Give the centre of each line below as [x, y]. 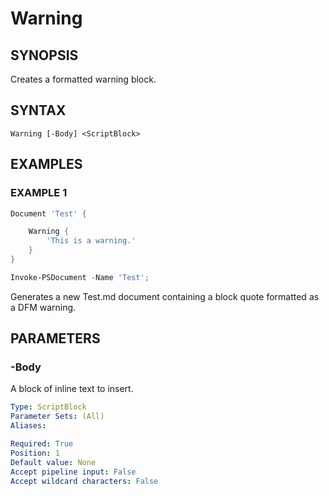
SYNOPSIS [44, 55]
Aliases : [28, 426]
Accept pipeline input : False [73, 472]
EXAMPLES [46, 164]
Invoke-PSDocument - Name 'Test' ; [80, 277]
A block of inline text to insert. [72, 389]
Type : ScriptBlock [48, 407]
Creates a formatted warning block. [83, 79]
